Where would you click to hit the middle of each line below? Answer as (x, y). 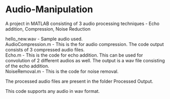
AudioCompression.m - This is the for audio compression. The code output (85, 44)
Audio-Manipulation (49, 9)
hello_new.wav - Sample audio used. (44, 39)
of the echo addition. (27, 66)
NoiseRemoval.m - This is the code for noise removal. (62, 71)
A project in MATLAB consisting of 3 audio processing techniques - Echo (82, 23)
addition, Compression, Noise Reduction (48, 29)
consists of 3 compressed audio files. (45, 49)
